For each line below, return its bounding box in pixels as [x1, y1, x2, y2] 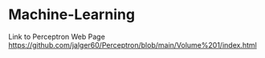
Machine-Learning [8, 6, 135, 24]
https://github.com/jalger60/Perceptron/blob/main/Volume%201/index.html [8, 40, 257, 49]
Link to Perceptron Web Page [8, 32, 106, 41]
